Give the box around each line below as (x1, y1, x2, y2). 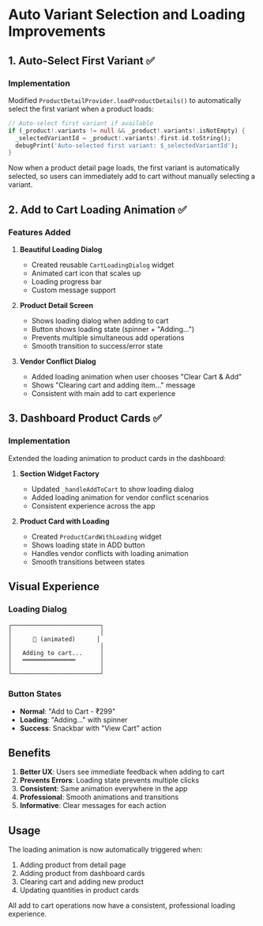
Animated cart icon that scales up (31, 268, 141, 278)
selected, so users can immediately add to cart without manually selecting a (8, 172, 255, 181)
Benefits (8, 746, 51, 760)
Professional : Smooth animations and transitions (19, 792, 179, 802)
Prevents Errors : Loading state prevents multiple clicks (19, 775, 200, 785)
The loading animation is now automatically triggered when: (8, 845, 203, 855)
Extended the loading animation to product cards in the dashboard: (8, 453, 227, 463)
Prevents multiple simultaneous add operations (31, 333, 185, 342)
